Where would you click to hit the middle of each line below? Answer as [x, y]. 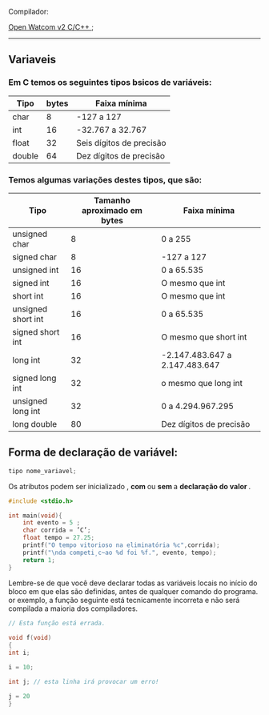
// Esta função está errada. [57, 623]
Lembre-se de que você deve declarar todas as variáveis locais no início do [133, 583]
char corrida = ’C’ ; [57, 530]
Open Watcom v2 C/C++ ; [51, 27]
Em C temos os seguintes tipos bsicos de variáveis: [110, 82]
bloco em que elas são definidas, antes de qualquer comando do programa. [133, 591]
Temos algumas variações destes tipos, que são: [105, 179]
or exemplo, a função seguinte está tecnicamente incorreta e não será [124, 600]
